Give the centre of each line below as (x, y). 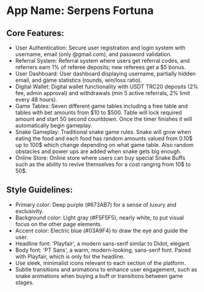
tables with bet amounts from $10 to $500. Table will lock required (98, 112)
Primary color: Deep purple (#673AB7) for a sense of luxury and (96, 204)
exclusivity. (29, 211)
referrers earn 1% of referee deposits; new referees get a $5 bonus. (100, 67)
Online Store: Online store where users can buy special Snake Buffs (100, 158)
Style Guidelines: (40, 190)
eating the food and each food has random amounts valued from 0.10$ (104, 138)
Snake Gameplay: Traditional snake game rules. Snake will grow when (103, 132)
